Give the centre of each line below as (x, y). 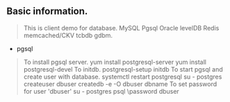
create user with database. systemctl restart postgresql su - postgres (123, 76)
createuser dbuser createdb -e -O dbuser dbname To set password (120, 84)
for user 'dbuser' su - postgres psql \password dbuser (101, 91)
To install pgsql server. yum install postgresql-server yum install (115, 62)
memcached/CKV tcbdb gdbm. (68, 35)
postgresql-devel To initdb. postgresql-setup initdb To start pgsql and (123, 69)
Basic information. (47, 11)
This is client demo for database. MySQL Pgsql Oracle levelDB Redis (121, 28)
